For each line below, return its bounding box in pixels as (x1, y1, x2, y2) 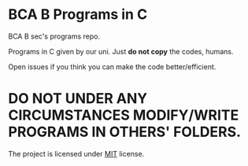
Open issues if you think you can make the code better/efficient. (8, 61, 217, 72)
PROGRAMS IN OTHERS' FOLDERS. (8, 124, 242, 141)
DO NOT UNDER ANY (8, 90, 148, 108)
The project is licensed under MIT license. (8, 149, 145, 158)
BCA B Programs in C (8, 6, 148, 24)
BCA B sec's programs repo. (8, 31, 101, 41)
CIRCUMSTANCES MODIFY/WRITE (8, 106, 239, 124)
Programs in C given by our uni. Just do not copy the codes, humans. (8, 46, 234, 56)
